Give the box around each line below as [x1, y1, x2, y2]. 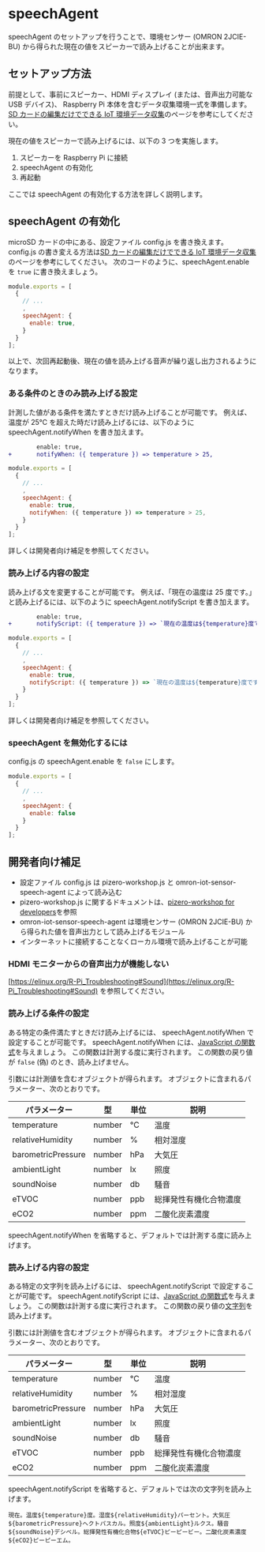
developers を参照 [19, 908, 77, 917]
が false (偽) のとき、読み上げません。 [8, 1057, 133, 1066]
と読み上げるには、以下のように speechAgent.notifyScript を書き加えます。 [8, 597, 254, 607]
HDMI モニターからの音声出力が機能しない [8, 958, 170, 969]
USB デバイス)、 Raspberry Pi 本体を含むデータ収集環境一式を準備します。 [8, 100, 252, 109]
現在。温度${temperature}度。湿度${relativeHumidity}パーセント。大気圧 [8, 1511, 231, 1519]
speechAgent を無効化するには [8, 737, 128, 748]
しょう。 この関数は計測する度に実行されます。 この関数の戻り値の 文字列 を [8, 1301, 253, 1310]
